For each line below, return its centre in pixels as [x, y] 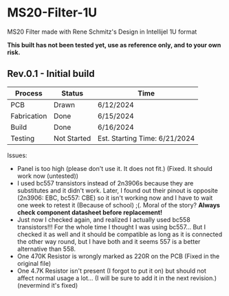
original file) [34, 263]
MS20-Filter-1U [52, 13]
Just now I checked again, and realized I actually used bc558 [103, 219]
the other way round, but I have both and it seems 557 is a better [109, 241]
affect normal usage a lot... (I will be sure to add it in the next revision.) [117, 278]
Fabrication [29, 116]
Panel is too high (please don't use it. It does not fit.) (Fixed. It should [115, 168]
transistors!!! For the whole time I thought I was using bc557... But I [111, 227]
